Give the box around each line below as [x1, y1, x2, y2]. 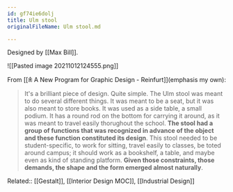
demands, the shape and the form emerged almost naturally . [24, 163, 204, 172]
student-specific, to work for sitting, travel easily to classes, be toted [24, 141, 221, 150]
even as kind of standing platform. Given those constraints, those [24, 156, 215, 164]
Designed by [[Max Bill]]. [7, 48, 79, 56]
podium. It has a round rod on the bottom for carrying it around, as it [24, 112, 220, 120]
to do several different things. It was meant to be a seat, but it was [24, 97, 214, 105]
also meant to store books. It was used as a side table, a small [24, 104, 202, 113]
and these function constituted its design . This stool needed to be [24, 134, 218, 143]
